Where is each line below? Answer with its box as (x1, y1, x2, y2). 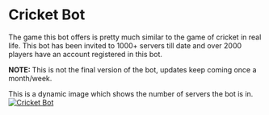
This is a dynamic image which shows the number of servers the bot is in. (8, 88, 254, 98)
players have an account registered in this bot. (8, 49, 163, 59)
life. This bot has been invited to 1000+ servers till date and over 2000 (8, 40, 242, 50)
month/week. (8, 73, 53, 83)
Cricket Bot (8, 6, 86, 24)
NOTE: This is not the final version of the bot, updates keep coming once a (8, 64, 257, 74)
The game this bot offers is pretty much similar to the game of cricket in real (8, 32, 262, 42)
